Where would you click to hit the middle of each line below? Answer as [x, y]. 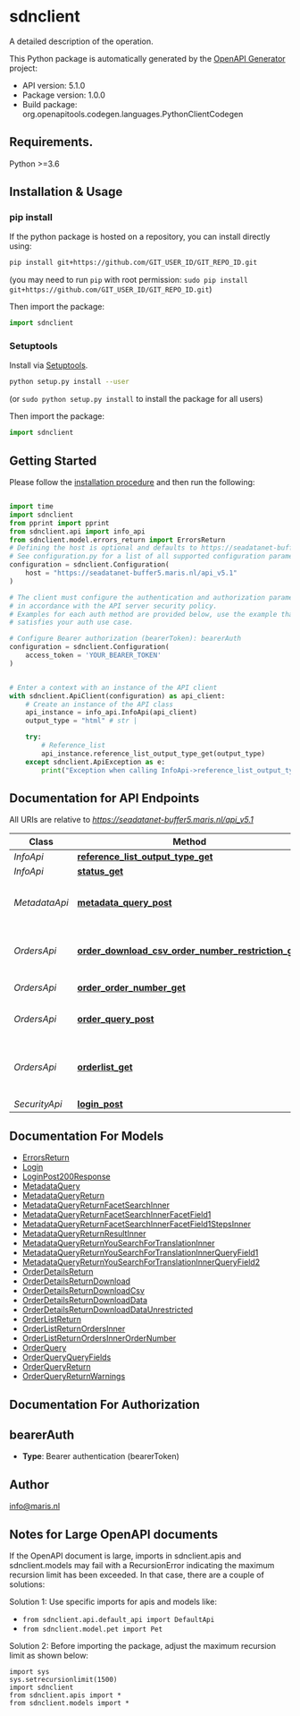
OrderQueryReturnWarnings [74, 1377]
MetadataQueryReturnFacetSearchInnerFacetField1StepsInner [137, 1225]
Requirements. [51, 142]
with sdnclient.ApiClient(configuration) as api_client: [117, 696]
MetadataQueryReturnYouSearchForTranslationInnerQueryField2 [141, 1262]
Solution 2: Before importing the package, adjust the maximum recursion [143, 1646]
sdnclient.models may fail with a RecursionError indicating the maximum [142, 1565]
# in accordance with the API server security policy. [113, 606]
